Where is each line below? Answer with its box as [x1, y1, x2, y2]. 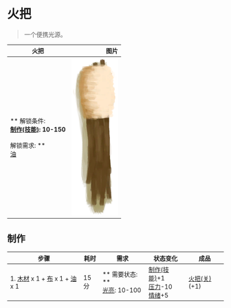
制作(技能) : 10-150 [10, 125, 66, 134]
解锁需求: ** [10, 142, 46, 150]
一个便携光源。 [23, 30, 67, 38]
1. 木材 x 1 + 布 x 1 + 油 [10, 274, 77, 283]
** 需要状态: [102, 270, 138, 278]
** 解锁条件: [10, 117, 46, 125]
